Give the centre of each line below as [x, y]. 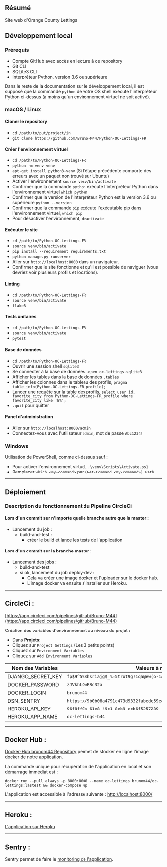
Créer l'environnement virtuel [37, 149]
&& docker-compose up [65, 785]
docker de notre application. [34, 757]
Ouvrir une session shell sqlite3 [45, 366]
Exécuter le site [22, 230]
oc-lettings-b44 [86, 717]
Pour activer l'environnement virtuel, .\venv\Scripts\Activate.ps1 [80, 467]
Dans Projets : [26, 640]
